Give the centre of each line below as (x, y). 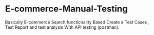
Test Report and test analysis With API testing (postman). (62, 27)
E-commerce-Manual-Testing (67, 9)
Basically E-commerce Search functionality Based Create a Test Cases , (77, 22)
